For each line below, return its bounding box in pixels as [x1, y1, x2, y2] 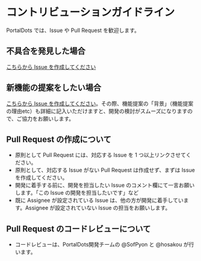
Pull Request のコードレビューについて [6, 224, 151, 234]
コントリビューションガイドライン [6, 5, 175, 19]
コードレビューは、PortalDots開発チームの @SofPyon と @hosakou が [14, 241, 189, 248]
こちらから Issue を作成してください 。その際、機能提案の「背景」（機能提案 [6, 100, 194, 107]
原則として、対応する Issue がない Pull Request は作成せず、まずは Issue [14, 167, 196, 174]
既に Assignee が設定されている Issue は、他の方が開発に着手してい [14, 197, 184, 204]
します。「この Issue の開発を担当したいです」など [14, 189, 139, 196]
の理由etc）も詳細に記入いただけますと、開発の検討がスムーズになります [6, 107, 188, 115]
